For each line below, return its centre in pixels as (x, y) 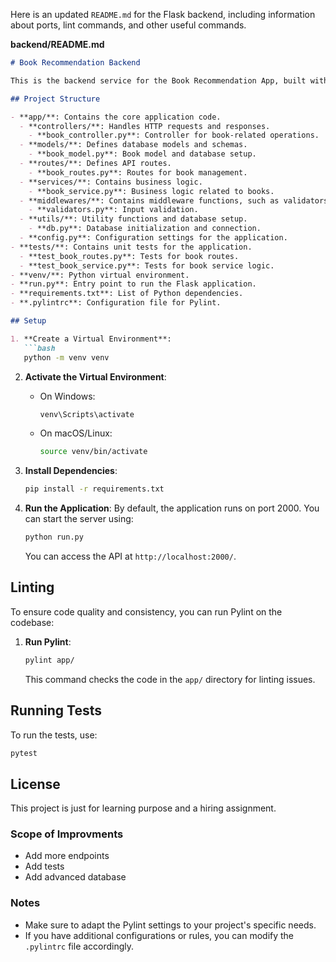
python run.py (54, 537)
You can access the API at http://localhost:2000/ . (130, 556)
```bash (39, 348)
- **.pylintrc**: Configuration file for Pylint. (116, 303)
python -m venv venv (66, 357)
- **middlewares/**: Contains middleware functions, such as (149, 200)
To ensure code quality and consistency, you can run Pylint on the (146, 611)
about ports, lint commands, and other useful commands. (128, 25)
